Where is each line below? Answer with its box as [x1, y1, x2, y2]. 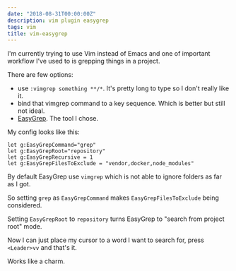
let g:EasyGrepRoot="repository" [7, 147, 106, 155]
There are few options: [7, 71, 73, 79]
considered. [7, 201, 42, 210]
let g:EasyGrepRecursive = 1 [7, 154, 93, 161]
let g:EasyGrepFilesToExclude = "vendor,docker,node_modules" [7, 160, 194, 167]
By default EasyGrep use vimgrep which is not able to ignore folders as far [7, 172, 223, 181]
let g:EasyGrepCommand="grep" [7, 142, 97, 149]
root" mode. [7, 222, 42, 231]
